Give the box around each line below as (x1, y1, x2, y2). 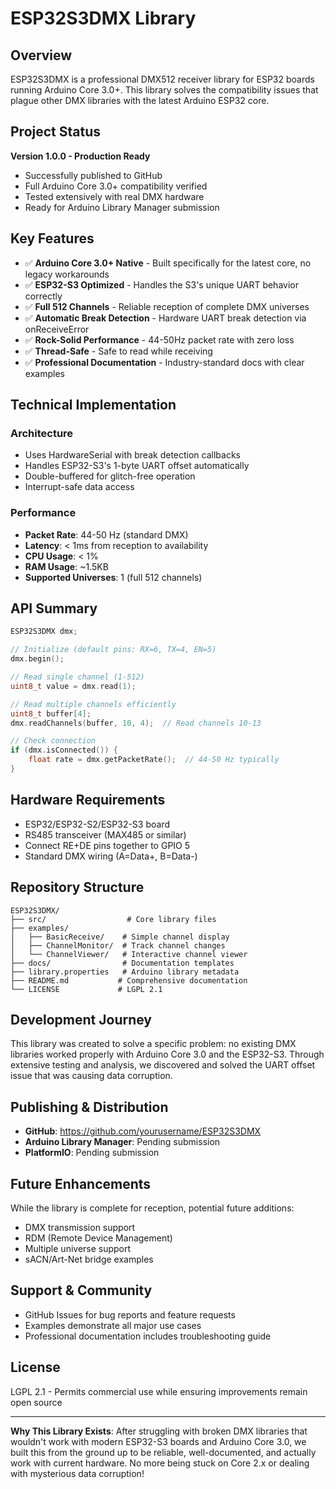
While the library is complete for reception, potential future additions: (10, 1202, 295, 1214)
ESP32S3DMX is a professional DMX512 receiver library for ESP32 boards (10, 73, 315, 85)
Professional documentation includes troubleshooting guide (24, 1330, 272, 1342)
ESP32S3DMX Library (10, 7, 197, 30)
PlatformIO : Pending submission (24, 1147, 160, 1159)
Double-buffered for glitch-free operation (24, 470, 196, 482)
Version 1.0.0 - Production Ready (10, 150, 151, 162)
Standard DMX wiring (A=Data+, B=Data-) (24, 850, 198, 862)
